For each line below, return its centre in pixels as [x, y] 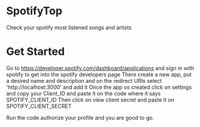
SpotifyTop [34, 11]
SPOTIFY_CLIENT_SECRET [39, 106]
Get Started [35, 52]
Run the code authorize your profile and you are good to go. [80, 117]
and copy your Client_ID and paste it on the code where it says [84, 93]
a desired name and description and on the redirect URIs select [84, 80]
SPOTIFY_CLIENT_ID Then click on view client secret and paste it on [90, 100]
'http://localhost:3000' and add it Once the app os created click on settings [99, 87]
